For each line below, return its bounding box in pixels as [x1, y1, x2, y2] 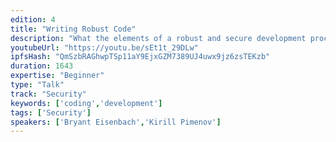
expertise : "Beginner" [10, 71, 105, 81]
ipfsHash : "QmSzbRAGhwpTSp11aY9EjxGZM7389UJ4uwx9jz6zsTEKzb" [10, 52, 271, 62]
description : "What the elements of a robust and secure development [10, 33, 307, 43]
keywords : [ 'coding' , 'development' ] [10, 98, 163, 108]
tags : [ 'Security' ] [10, 107, 92, 118]
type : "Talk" [10, 80, 65, 90]
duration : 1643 [10, 61, 74, 71]
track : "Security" [10, 89, 87, 99]
